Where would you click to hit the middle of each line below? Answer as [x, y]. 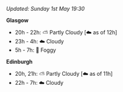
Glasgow [17, 20]
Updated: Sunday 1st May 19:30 [45, 9]
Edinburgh [19, 62]
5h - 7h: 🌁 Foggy [36, 50]
